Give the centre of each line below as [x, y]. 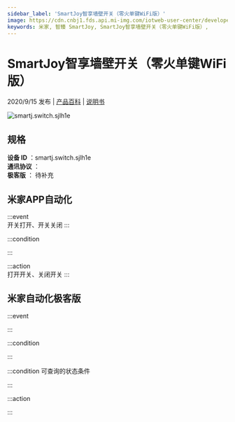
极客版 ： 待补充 [30, 175]
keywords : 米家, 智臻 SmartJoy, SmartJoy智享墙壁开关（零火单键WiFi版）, [108, 27]
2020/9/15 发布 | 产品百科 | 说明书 [56, 101]
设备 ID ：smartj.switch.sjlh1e [49, 157]
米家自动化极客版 [44, 298]
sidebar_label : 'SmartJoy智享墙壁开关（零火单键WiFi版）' [87, 14]
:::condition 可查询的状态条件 [49, 371]
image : [17, 20]
